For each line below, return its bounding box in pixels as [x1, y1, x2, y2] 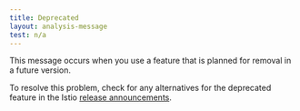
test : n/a [9, 30, 47, 39]
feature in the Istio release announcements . [9, 92, 173, 103]
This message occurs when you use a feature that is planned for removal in [9, 55, 292, 66]
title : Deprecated [9, 13, 79, 23]
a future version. [9, 65, 71, 76]
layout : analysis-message [9, 22, 107, 31]
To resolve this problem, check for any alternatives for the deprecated [9, 83, 272, 94]
